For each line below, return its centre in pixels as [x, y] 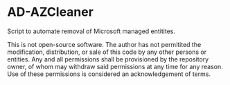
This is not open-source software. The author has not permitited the [104, 44]
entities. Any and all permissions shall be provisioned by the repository [108, 59]
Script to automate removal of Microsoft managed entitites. [91, 31]
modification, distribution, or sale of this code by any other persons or [107, 52]
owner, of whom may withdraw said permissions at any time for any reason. [115, 66]
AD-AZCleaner [50, 12]
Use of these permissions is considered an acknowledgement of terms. [109, 74]
